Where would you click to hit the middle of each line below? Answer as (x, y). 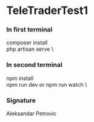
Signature (21, 100)
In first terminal (29, 30)
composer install (27, 42)
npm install (20, 78)
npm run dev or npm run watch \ (47, 84)
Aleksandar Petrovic (32, 114)
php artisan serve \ (30, 49)
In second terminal (34, 65)
